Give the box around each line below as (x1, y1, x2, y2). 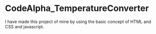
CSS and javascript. (5, 23, 44, 29)
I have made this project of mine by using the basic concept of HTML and (5, 19, 151, 24)
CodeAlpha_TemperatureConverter (5, 3, 149, 14)
